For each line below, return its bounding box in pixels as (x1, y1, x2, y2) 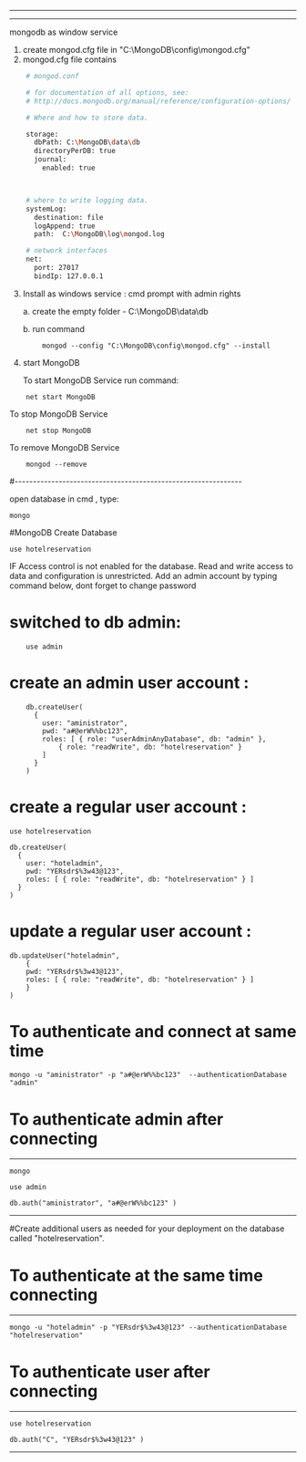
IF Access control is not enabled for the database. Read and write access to (9, 560, 294, 571)
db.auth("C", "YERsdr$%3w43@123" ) (9, 1436, 145, 1445)
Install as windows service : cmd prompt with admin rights (22, 288, 241, 299)
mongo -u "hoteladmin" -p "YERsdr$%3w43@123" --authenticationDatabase (9, 1323, 287, 1332)
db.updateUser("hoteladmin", (9, 950, 120, 960)
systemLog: (25, 204, 67, 213)
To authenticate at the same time (9, 1265, 264, 1286)
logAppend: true (33, 221, 96, 231)
